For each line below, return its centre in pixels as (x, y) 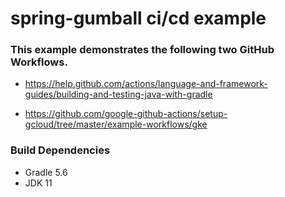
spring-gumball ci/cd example (138, 18)
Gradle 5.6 (46, 172)
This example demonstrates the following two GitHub (142, 50)
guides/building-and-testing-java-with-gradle (118, 94)
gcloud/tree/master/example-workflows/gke (116, 124)
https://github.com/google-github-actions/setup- (126, 114)
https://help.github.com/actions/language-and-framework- (146, 84)
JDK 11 (38, 183)
